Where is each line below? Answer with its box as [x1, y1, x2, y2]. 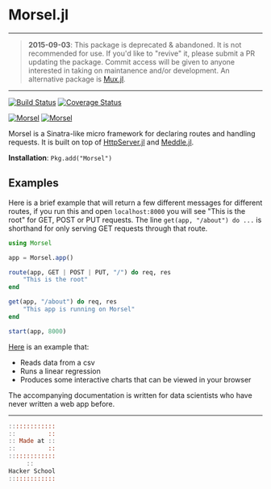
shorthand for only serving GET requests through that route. [8, 224, 208, 233]
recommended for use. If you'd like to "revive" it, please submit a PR [27, 48, 256, 58]
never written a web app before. [8, 399, 115, 408]
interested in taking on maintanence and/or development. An [27, 65, 230, 75]
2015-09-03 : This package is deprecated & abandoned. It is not [27, 40, 242, 49]
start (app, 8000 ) [8, 327, 67, 336]
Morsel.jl [8, 6, 69, 24]
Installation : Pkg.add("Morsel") [8, 153, 113, 162]
